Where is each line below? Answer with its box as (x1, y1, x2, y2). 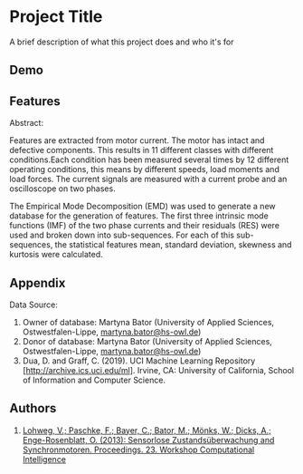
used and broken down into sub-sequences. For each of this (9, 229, 235, 241)
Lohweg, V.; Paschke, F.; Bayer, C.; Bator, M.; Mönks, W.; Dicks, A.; (22, 424, 271, 436)
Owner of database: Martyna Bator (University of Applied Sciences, (22, 316, 274, 327)
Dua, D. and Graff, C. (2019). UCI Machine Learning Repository (22, 355, 256, 366)
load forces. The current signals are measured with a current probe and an (9, 174, 288, 185)
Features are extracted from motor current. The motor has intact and (9, 135, 265, 146)
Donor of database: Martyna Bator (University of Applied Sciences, (22, 335, 273, 346)
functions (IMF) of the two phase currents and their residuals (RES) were (9, 220, 280, 231)
